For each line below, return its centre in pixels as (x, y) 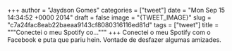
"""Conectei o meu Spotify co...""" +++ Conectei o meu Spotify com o (109, 32)
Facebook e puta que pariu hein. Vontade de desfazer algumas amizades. (115, 40)
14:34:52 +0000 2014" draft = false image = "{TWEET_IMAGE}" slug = (109, 17)
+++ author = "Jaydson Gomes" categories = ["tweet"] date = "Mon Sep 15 (116, 10)
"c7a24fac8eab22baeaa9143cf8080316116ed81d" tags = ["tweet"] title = (113, 25)
